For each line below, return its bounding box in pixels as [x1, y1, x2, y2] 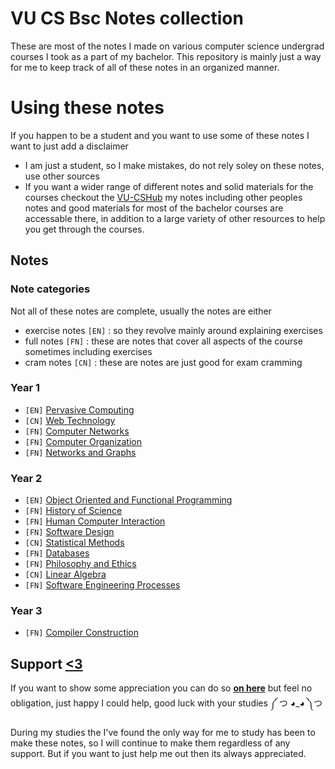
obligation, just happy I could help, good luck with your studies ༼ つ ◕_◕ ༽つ [10, 697, 323, 709]
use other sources [24, 170, 100, 182]
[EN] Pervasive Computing [24, 403, 135, 416]
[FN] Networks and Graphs [24, 446, 137, 458]
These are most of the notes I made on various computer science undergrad [10, 40, 325, 52]
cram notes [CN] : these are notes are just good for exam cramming [24, 356, 303, 368]
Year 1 [10, 381, 41, 395]
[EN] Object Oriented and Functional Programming [24, 494, 233, 506]
